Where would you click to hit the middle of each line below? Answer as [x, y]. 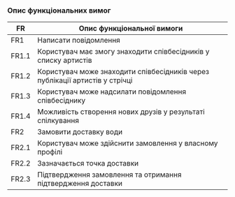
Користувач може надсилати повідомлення [112, 92]
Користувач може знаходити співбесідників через [123, 72]
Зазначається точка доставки [88, 163]
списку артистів [65, 60]
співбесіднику [62, 101]
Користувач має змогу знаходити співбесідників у [123, 52]
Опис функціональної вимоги [131, 29]
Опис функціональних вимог [59, 10]
